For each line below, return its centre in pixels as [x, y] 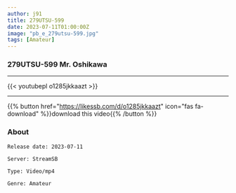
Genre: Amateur [29, 183]
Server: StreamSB [33, 159]
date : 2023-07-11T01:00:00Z [48, 27]
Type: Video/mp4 [31, 171]
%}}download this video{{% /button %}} [99, 114]
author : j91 [25, 14]
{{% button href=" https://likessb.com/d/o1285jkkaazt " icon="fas [100, 107]
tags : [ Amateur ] [31, 40]
